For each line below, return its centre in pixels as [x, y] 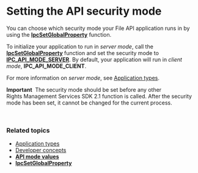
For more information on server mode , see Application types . [83, 78]
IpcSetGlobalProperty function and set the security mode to [82, 53]
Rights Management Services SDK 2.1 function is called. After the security [99, 96]
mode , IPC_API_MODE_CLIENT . [46, 66]
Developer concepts [41, 150]
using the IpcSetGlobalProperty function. [59, 34]
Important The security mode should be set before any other [84, 89]
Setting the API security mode [84, 11]
